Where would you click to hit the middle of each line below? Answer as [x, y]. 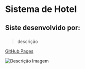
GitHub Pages [19, 51]
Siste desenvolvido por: [43, 28]
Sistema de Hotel [41, 9]
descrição [28, 41]
